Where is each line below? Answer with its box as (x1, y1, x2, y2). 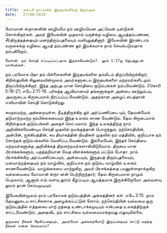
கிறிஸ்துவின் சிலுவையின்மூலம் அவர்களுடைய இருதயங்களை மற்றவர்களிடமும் (5, 77, 151, 83)
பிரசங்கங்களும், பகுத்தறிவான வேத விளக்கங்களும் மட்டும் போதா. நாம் (5, 148, 138, 155)
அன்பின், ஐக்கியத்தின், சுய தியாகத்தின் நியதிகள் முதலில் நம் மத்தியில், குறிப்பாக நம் (5, 132, 162, 138)
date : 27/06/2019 (5, 12, 46, 17)
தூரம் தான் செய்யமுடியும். (5, 182, 52, 188)
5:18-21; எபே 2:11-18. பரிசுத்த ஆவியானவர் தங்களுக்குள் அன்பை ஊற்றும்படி (5, 88, 152, 94)
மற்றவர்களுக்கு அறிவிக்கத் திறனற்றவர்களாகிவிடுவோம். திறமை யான (5, 143, 137, 149)
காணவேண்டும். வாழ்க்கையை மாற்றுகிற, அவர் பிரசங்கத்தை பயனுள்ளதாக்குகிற (5, 165, 156, 171)
